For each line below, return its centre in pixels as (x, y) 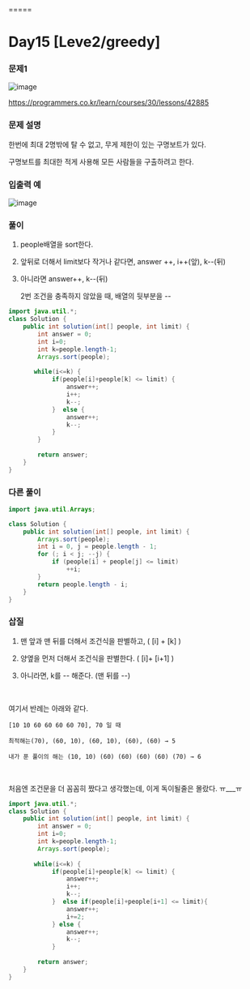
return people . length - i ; (83, 584)
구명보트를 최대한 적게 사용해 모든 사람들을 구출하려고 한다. (101, 161)
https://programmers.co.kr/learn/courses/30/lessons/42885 (109, 103)
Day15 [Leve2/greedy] (85, 42)
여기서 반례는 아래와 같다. (49, 708)
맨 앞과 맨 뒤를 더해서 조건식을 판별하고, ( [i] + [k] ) (101, 640)
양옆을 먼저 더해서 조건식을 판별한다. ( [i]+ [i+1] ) (97, 658)
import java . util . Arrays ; (52, 509)
